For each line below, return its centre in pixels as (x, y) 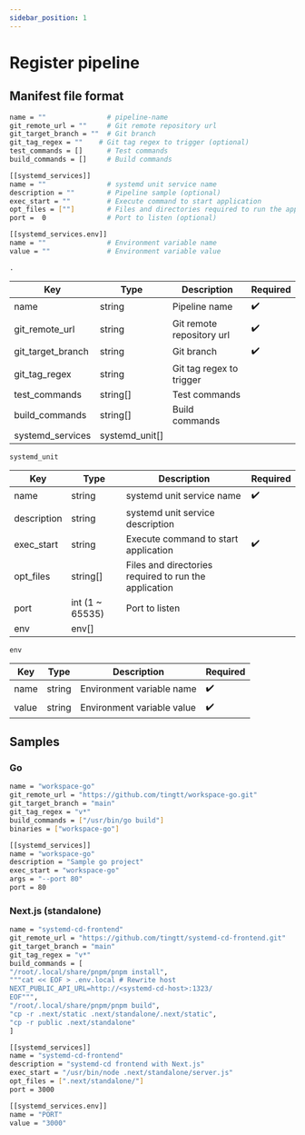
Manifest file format (67, 96)
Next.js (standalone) (55, 911)
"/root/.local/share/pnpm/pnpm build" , (85, 1006)
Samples (35, 742)
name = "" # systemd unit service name (113, 184)
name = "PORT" (36, 1114)
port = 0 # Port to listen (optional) (113, 218)
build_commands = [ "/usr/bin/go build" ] (87, 820)
